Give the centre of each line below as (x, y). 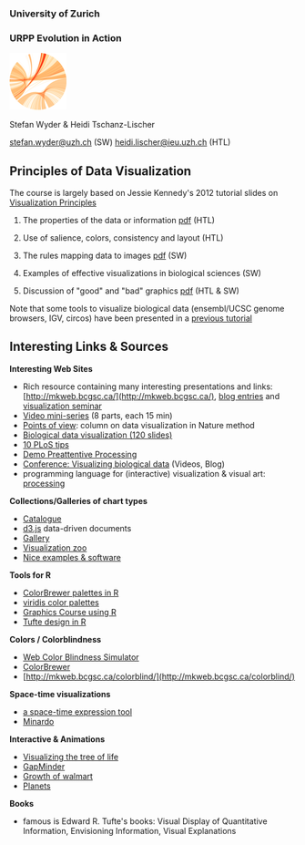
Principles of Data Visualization (101, 171)
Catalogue (42, 519)
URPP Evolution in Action (66, 37)
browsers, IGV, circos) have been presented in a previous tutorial (131, 318)
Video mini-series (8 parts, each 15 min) (97, 415)
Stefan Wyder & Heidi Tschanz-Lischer (82, 125)
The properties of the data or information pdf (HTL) (119, 221)
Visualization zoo (55, 547)
